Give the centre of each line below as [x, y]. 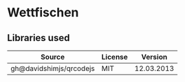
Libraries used [39, 38]
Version [154, 57]
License [115, 57]
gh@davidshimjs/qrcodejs [53, 68]
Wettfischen [43, 13]
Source [53, 57]
